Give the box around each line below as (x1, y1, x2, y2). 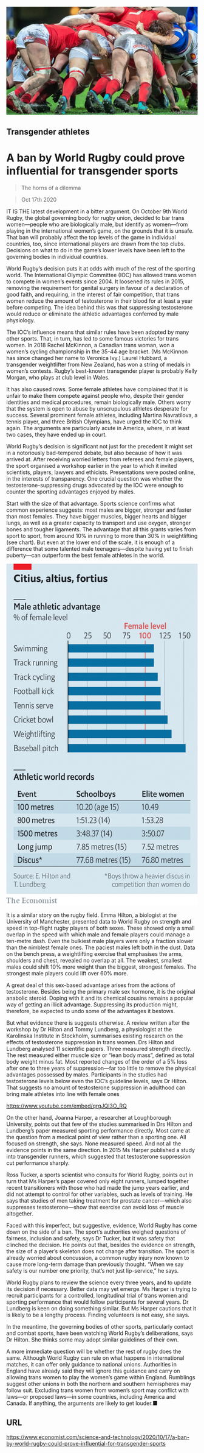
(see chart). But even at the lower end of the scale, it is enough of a (6, 539, 175, 546)
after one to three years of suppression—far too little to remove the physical (6, 1064, 196, 1072)
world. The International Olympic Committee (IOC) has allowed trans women (6, 271, 197, 278)
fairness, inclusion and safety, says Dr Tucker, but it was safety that (6, 1235, 175, 1242)
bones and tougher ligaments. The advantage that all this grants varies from (6, 525, 196, 533)
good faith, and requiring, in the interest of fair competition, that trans (6, 291, 180, 298)
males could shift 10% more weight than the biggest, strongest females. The (6, 963, 197, 970)
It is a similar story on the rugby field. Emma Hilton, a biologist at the (6, 911, 177, 919)
